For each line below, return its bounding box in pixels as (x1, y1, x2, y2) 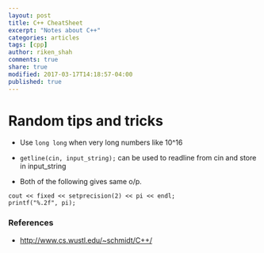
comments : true (8, 56, 59, 64)
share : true (8, 63, 48, 71)
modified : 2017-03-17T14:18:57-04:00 (8, 70, 133, 78)
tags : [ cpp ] (8, 41, 48, 49)
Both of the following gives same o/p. (19, 177, 143, 187)
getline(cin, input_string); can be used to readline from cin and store (19, 153, 257, 163)
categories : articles (8, 33, 80, 42)
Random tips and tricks (8, 111, 164, 130)
